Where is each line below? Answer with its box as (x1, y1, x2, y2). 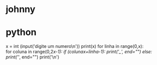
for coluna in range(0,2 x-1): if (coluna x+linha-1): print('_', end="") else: (6, 49, 152, 55)
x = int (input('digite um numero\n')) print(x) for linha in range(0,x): (6, 43, 144, 49)
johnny (6, 4, 36, 15)
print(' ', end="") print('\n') (6, 54, 60, 60)
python (6, 27, 37, 38)
